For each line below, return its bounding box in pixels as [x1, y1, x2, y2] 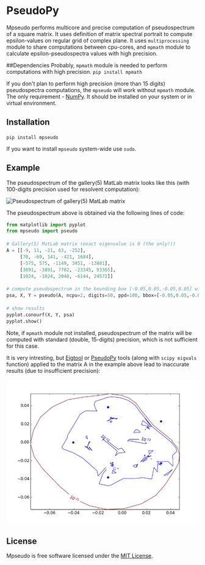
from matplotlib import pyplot [6, 221, 86, 228]
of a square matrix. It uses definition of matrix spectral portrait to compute [6, 30, 193, 37]
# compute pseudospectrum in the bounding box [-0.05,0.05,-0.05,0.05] [6, 286, 192, 292]
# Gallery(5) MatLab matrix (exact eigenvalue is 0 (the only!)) [6, 241, 176, 247]
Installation [6, 117, 50, 128]
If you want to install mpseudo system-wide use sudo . [6, 145, 137, 153]
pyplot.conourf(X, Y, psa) [6, 312, 75, 318]
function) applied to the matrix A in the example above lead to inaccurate [6, 361, 190, 368]
